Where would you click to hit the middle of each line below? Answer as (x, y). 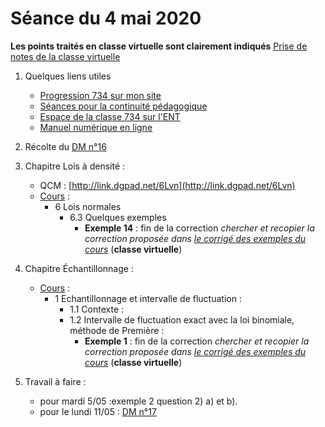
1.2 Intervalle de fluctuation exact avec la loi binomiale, (182, 319)
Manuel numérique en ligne (96, 127)
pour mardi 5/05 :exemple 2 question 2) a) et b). (138, 401)
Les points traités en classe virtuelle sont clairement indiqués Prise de (159, 46)
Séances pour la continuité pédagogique (123, 106)
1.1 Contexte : (97, 309)
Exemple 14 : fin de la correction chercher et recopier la (199, 228)
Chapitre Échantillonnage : (79, 268)
